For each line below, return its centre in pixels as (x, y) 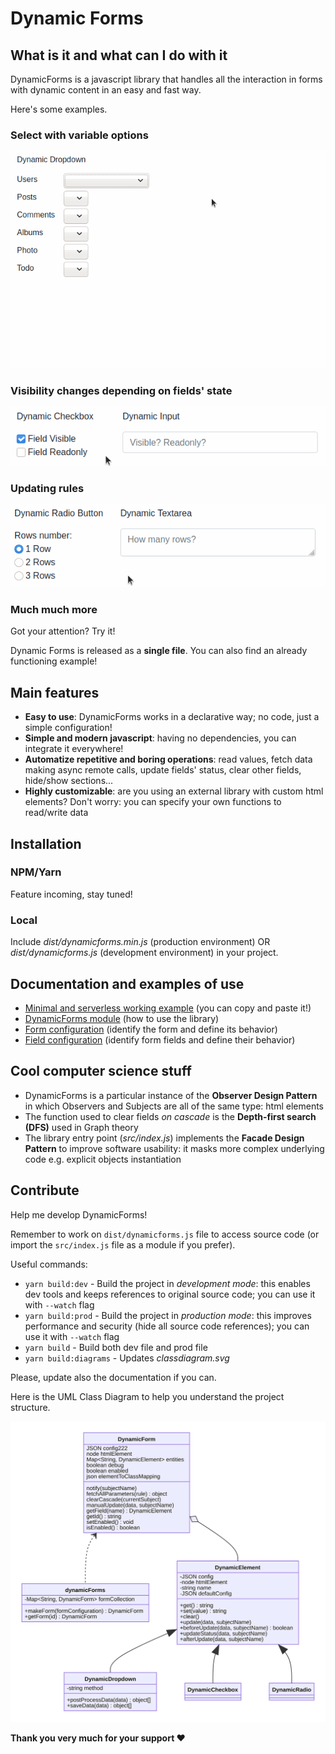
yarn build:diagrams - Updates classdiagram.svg (127, 1358)
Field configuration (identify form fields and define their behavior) (160, 1039)
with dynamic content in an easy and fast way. (106, 90)
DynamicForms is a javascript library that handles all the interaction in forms (166, 79)
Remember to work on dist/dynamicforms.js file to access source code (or (165, 1234)
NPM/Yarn (36, 872)
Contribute (45, 1190)
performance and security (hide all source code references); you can (167, 1326)
